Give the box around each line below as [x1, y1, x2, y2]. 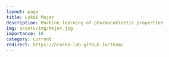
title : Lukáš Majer [6, 14, 55, 20]
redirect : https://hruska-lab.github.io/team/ [6, 42, 124, 48]
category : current [6, 36, 52, 42]
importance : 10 [6, 31, 44, 37]
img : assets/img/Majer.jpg [6, 25, 73, 31]
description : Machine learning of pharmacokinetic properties [6, 20, 164, 26]
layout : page [6, 8, 39, 15]
